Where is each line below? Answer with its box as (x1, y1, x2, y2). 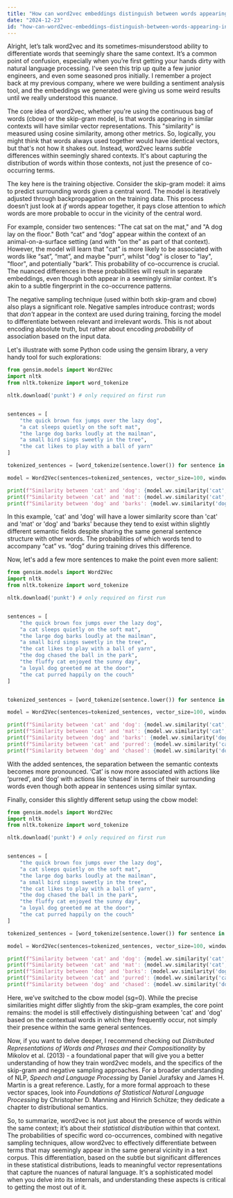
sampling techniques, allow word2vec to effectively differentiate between (7, 1138, 217, 1147)
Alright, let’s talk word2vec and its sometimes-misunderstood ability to (7, 42, 209, 51)
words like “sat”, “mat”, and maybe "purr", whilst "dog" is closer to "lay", (7, 252, 213, 261)
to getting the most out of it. (7, 1183, 87, 1191)
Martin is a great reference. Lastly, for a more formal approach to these (7, 1081, 210, 1089)
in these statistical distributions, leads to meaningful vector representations (7, 1160, 223, 1169)
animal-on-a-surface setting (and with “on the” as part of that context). (7, 238, 210, 246)
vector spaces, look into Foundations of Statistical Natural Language (7, 1088, 205, 1097)
